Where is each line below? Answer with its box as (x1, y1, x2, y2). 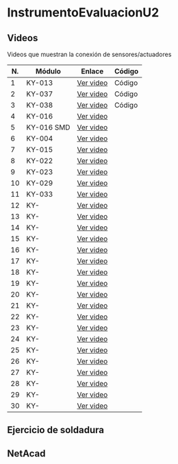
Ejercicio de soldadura (7, 424, 105, 436)
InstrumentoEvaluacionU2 (7, 5, 160, 21)
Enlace (81, 66, 104, 76)
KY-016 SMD (26, 123, 71, 132)
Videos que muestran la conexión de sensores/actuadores (7, 50, 172, 58)
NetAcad (7, 448, 46, 459)
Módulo (35, 66, 62, 76)
